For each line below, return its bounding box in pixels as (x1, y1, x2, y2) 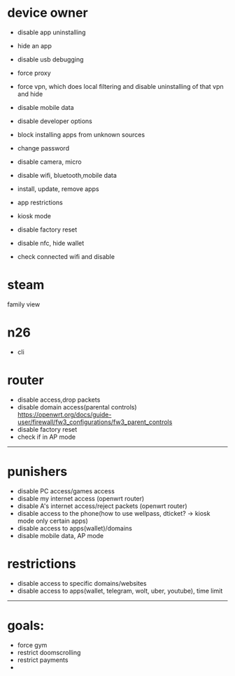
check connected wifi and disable (17, 252, 115, 260)
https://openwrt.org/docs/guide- (17, 410, 112, 418)
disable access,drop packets (17, 395, 101, 404)
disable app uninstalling (17, 28, 86, 36)
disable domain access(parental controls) (17, 402, 138, 411)
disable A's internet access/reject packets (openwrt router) (17, 502, 187, 510)
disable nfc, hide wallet (17, 239, 85, 247)
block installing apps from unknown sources (17, 130, 145, 139)
